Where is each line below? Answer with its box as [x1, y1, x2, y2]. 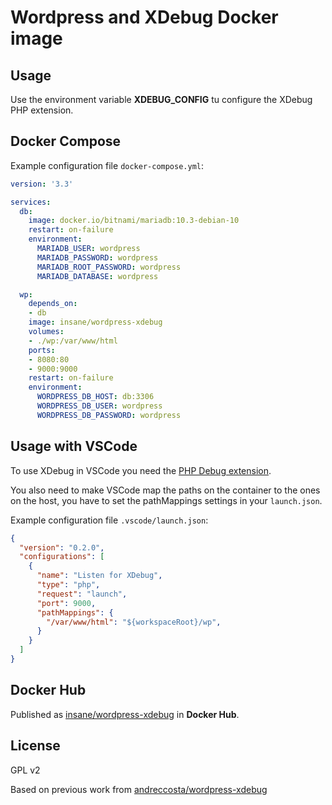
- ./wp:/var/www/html [28, 336, 118, 346]
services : [10, 197, 52, 207]
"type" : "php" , [36, 580, 101, 590]
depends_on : [28, 299, 78, 309]
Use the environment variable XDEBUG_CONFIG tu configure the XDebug [10, 94, 313, 105]
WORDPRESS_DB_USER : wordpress [36, 401, 163, 411]
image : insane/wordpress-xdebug [28, 317, 163, 328]
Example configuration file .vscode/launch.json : [10, 514, 209, 526]
